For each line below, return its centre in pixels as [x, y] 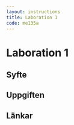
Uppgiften [26, 95]
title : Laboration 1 [32, 17]
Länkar [20, 116]
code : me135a [23, 23]
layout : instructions [33, 12]
